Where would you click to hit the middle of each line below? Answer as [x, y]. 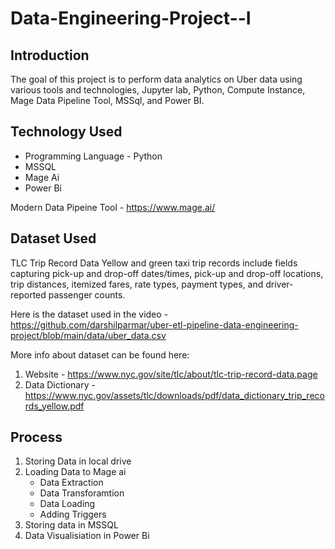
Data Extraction [71, 483]
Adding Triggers [73, 514]
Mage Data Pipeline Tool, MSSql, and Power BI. [107, 100]
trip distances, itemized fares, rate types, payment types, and [137, 284]
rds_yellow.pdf [54, 406]
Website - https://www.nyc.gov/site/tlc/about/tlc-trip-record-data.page [171, 374]
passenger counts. [87, 294]
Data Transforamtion [82, 493]
